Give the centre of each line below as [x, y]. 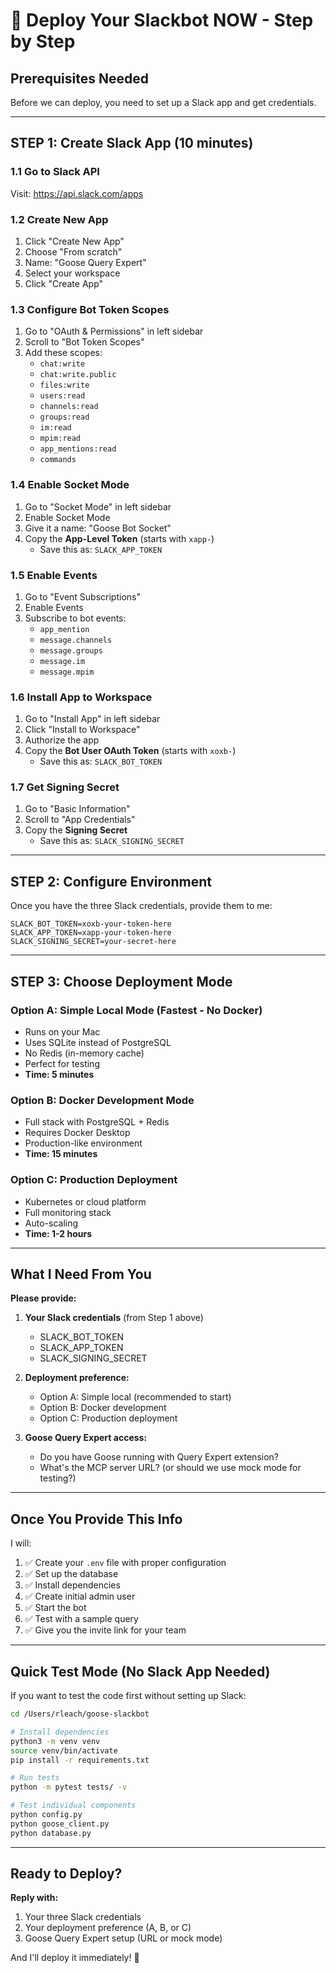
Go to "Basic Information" [77, 809]
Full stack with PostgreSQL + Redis [97, 1122]
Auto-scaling [51, 1223]
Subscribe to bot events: [75, 618]
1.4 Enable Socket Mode [70, 485]
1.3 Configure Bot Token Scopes [90, 309]
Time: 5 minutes [59, 1074]
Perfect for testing [62, 1063]
